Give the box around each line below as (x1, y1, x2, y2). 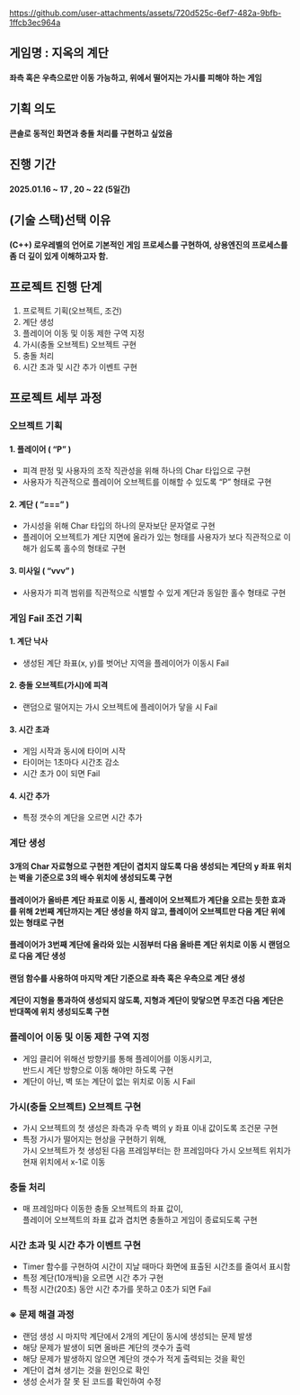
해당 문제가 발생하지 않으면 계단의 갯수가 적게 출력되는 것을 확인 (22, 1353, 245, 1363)
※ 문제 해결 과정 (9, 1309, 75, 1321)
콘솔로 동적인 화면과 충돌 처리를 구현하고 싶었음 (9, 128, 173, 139)
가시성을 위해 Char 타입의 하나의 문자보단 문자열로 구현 (22, 521, 216, 531)
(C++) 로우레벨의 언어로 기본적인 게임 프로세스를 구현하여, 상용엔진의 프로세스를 (9, 239, 288, 250)
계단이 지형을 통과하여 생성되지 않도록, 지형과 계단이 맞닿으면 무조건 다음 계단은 (9, 995, 285, 1006)
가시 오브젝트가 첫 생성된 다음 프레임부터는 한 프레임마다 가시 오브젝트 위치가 (22, 1145, 292, 1155)
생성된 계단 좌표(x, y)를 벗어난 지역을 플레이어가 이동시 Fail (22, 657, 229, 668)
